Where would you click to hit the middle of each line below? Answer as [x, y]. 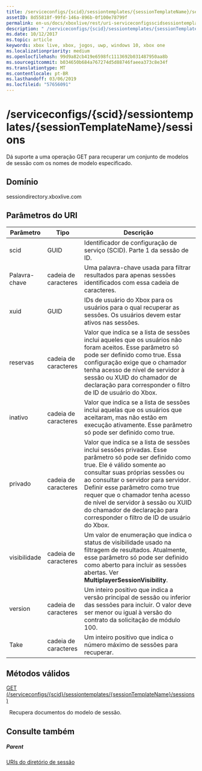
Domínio [22, 182]
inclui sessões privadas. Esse [125, 449]
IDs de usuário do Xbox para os [128, 300]
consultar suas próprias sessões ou [134, 472]
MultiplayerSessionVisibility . [126, 580]
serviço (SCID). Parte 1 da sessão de [136, 250]
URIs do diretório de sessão [41, 762]
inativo [19, 417]
